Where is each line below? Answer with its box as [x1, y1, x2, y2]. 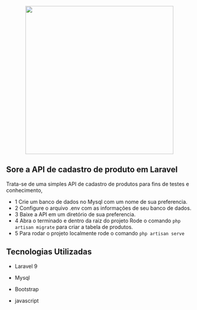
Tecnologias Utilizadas [6, 247, 92, 257]
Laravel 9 [14, 263, 38, 270]
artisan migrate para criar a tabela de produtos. [14, 223, 133, 231]
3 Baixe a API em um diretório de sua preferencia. [14, 210, 136, 218]
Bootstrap [14, 285, 39, 293]
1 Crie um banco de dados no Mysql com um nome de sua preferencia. [14, 198, 188, 205]
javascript [14, 297, 39, 304]
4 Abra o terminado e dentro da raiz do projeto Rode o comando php [14, 217, 181, 224]
